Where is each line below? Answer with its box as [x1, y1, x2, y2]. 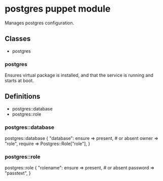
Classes [5, 34, 31, 43]
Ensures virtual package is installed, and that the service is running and [5, 72, 154, 79]
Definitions [5, 92, 40, 101]
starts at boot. [5, 78, 34, 84]
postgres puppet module [5, 3, 111, 15]
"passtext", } [5, 170, 31, 176]
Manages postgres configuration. [5, 20, 74, 26]
